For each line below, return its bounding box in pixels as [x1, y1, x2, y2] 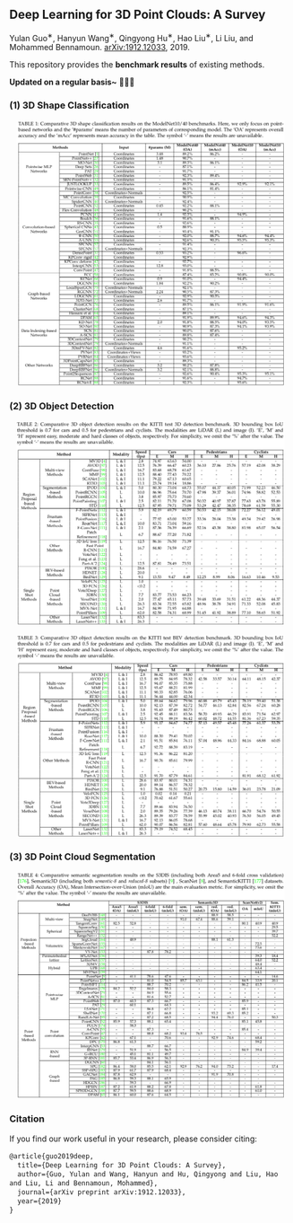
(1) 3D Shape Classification [9, 99, 130, 111]
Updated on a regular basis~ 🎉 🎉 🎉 [9, 76, 135, 88]
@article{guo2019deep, [9, 1151, 94, 1161]
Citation [9, 1113, 45, 1125]
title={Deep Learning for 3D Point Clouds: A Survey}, [17, 1160, 227, 1170]
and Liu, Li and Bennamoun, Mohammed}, [9, 1178, 159, 1188]
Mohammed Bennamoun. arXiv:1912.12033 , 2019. [9, 42, 191, 53]
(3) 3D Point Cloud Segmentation [9, 850, 156, 863]
